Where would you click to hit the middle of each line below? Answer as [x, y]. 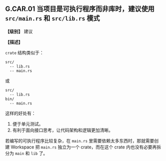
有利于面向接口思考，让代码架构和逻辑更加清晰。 [63, 130]
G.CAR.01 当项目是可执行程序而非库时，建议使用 [80, 9]
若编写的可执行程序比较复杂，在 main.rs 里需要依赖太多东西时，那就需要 [80, 140]
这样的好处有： [20, 113]
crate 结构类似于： [24, 52]
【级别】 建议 [19, 31]
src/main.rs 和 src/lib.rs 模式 [53, 18]
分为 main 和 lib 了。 [26, 153]
